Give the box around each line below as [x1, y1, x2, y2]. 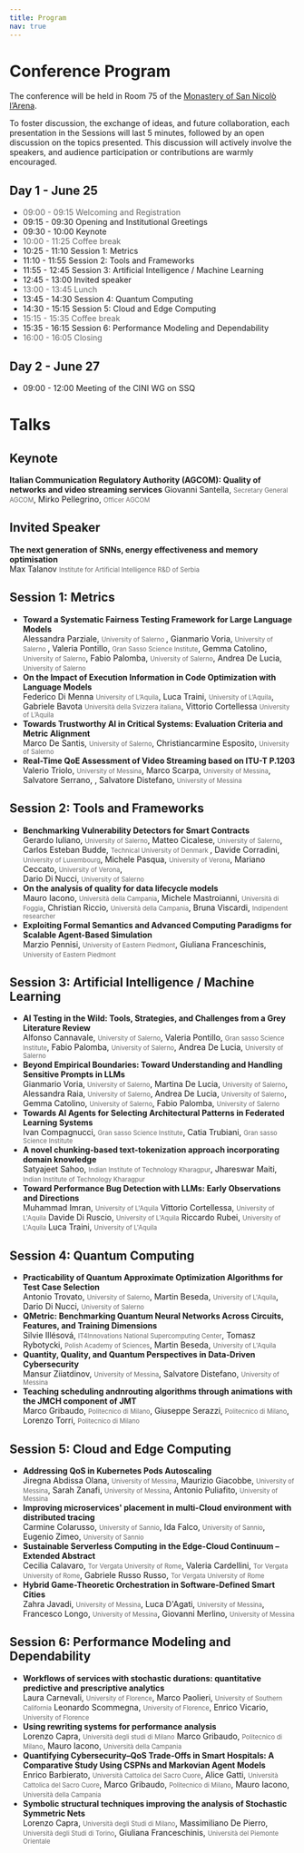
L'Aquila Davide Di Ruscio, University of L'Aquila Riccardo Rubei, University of [22, 1212, 281, 1223]
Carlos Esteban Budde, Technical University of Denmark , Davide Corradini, [22, 844, 280, 855]
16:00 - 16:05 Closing [22, 332, 103, 343]
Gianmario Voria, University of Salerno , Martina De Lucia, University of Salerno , [22, 1079, 289, 1090]
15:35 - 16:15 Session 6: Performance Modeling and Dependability [22, 323, 270, 334]
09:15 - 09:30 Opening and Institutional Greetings [22, 217, 209, 228]
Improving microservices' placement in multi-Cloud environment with [22, 1502, 292, 1513]
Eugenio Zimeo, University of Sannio [22, 1531, 144, 1542]
